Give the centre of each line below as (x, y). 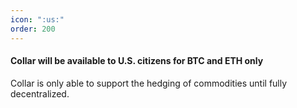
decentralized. (40, 93)
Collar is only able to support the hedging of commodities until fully (149, 83)
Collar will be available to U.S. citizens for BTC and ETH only (137, 61)
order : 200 (33, 29)
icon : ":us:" (37, 19)
